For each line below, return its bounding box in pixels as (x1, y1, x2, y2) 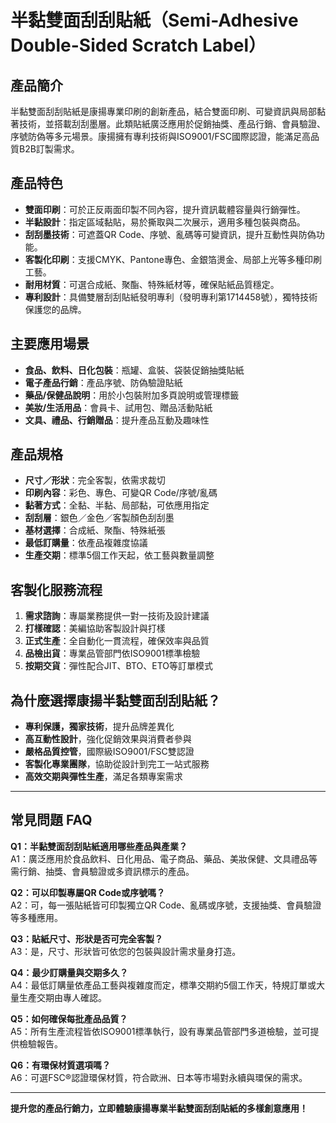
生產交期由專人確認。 (18, 991, 107, 1003)
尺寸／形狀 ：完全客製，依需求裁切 (24, 474, 166, 486)
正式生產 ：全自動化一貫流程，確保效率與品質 (24, 635, 210, 647)
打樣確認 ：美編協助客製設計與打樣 (24, 622, 166, 635)
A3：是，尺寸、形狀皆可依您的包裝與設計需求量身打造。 (10, 945, 242, 957)
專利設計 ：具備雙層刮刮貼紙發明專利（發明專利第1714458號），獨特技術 (24, 291, 318, 303)
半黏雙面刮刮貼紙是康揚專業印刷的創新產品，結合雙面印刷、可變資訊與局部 (10, 106, 317, 117)
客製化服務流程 (10, 581, 103, 598)
